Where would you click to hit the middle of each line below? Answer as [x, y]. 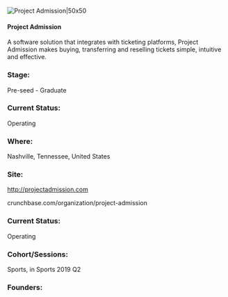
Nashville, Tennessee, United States [59, 156]
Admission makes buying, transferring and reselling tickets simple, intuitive [114, 49]
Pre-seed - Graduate [37, 90]
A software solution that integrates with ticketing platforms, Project [103, 42]
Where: [20, 141]
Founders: [25, 287]
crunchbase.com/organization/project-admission [77, 203]
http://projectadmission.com [48, 190]
